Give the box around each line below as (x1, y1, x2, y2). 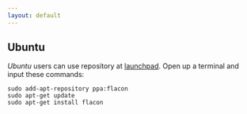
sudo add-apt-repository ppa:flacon (7, 85, 128, 93)
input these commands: (7, 70, 85, 79)
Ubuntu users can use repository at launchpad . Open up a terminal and (7, 61, 239, 71)
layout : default (7, 11, 61, 20)
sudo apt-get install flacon (7, 99, 104, 107)
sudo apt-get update (7, 92, 76, 100)
